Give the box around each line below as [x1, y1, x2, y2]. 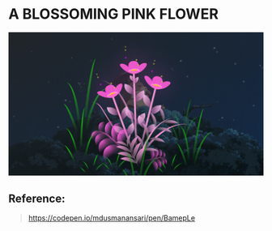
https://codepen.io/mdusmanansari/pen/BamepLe [28, 213, 196, 223]
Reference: [8, 191, 66, 205]
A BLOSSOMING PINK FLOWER [8, 5, 219, 24]
